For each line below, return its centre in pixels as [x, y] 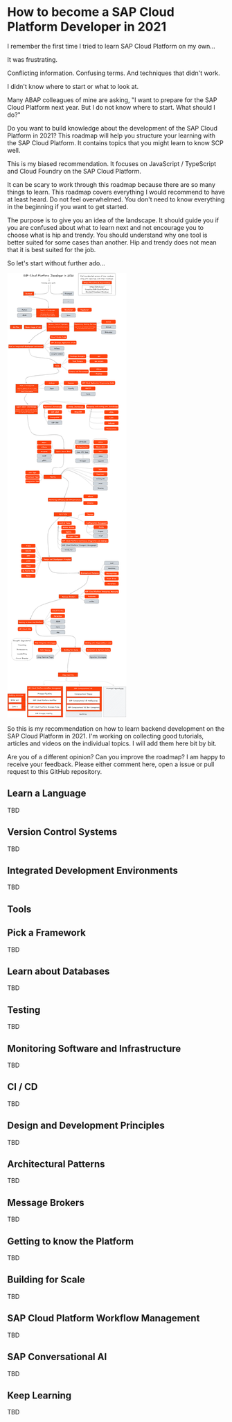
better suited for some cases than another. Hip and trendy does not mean [112, 242]
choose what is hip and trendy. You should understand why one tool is [107, 235]
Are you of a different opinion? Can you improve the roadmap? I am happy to [116, 757]
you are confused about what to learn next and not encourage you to [106, 227]
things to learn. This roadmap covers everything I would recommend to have [116, 192]
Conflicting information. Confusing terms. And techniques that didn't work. [114, 73]
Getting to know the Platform [70, 1241]
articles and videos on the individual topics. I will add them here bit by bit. [112, 743]
